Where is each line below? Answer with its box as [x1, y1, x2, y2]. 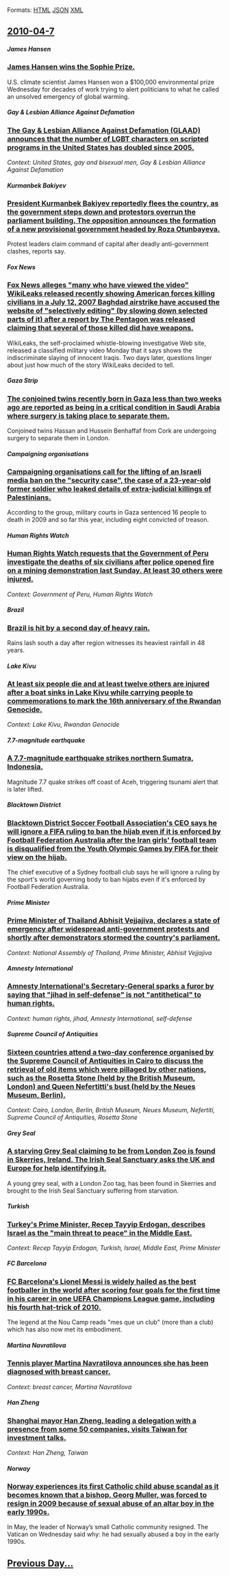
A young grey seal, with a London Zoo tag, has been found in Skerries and [7, 1179, 217, 1187]
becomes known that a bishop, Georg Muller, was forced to [7, 1490, 207, 1500]
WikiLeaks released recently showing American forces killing [7, 289, 216, 298]
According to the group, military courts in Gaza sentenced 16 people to [7, 508, 207, 517]
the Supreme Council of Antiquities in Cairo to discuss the [7, 1056, 204, 1066]
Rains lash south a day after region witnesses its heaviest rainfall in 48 [7, 639, 205, 647]
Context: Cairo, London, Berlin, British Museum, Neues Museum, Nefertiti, [7, 1106, 216, 1114]
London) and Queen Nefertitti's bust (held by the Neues [7, 1081, 196, 1091]
